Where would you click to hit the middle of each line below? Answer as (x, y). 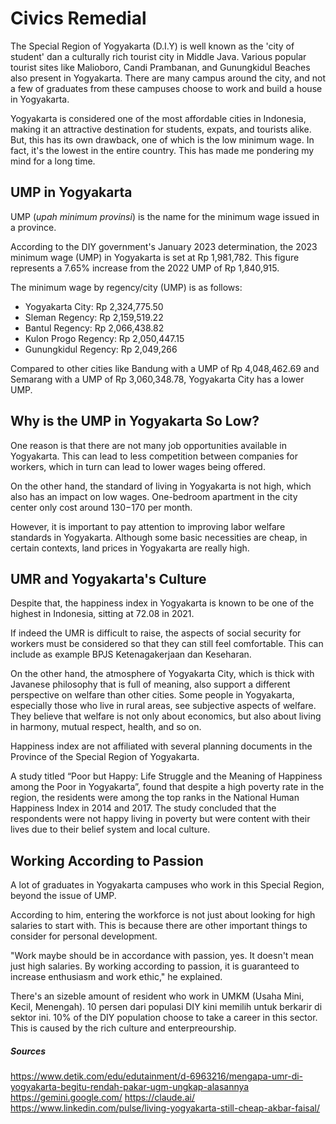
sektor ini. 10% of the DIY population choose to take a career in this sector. (164, 1018)
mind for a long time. (53, 161)
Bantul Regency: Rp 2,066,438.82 (94, 328)
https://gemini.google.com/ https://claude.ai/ (102, 1098)
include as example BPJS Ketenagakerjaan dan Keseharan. (131, 654)
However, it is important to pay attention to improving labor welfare (148, 526)
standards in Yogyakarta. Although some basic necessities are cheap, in (159, 537)
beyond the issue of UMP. (63, 896)
